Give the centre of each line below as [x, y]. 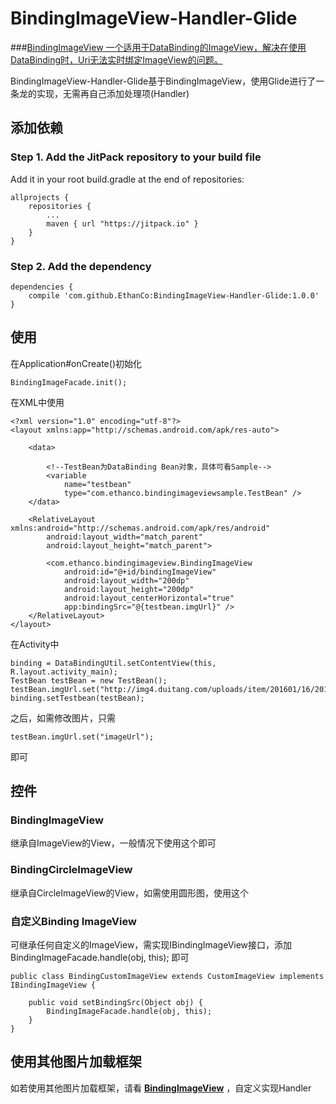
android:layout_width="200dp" [126, 580]
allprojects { [40, 197]
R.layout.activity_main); [64, 672]
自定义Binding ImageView [73, 921]
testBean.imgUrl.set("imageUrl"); [82, 737]
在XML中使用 [37, 402]
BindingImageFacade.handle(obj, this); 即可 [100, 958]
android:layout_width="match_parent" [124, 537]
